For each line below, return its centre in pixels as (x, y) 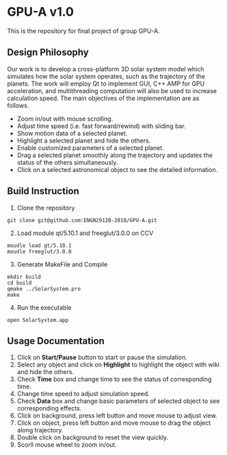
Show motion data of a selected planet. (72, 133)
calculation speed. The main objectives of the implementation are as (103, 98)
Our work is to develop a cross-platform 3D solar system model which (106, 69)
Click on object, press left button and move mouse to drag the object (114, 423)
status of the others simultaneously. (67, 162)
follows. (18, 105)
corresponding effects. (49, 408)
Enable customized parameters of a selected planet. (90, 147)
